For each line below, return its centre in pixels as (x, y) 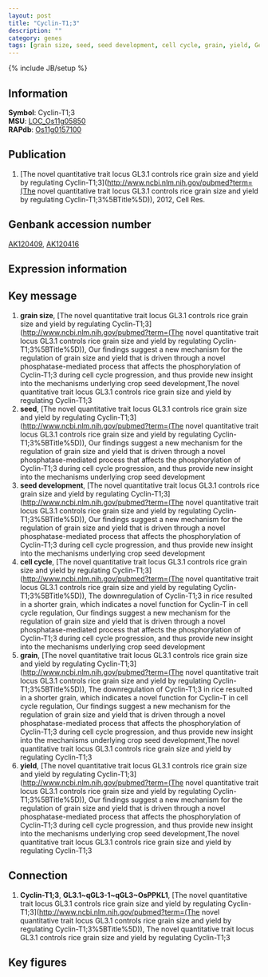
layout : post (30, 16)
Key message (43, 296)
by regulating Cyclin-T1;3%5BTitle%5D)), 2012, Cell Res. (112, 199)
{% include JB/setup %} (48, 68)
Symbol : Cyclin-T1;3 (42, 112)
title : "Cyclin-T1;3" (44, 23)
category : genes (35, 38)
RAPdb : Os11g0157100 (45, 130)
